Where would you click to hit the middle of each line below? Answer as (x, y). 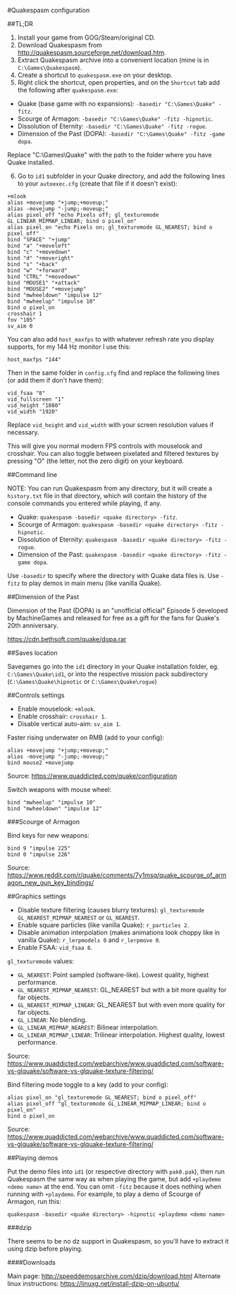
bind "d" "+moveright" (41, 258)
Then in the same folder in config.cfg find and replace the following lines (113, 373)
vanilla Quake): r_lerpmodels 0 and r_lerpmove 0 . (89, 940)
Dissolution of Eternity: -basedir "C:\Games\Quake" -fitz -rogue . (112, 126)
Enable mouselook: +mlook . (56, 709)
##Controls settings (36, 695)
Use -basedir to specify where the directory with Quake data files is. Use (113, 576)
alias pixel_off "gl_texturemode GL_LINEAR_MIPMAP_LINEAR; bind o (107, 1104)
